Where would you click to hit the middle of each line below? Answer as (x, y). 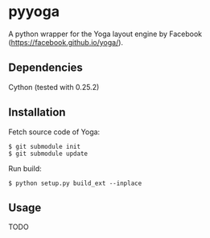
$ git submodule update (48, 154)
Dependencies (45, 68)
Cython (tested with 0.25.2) (54, 87)
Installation (37, 112)
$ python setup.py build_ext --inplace (75, 183)
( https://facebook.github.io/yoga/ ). (66, 42)
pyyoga (34, 12)
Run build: (25, 168)
